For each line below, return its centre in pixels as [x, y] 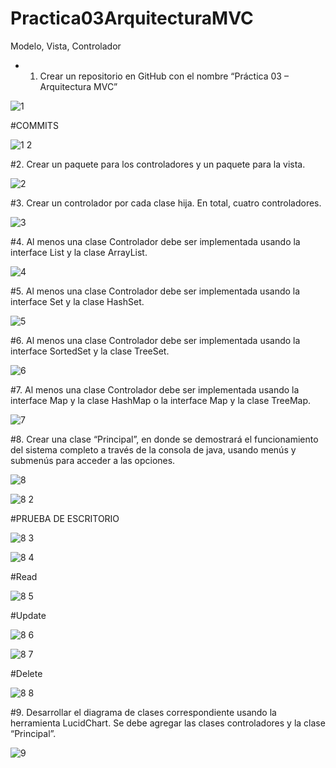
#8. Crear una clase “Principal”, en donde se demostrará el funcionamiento [164, 439]
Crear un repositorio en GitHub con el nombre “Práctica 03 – [164, 76]
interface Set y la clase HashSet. [77, 301]
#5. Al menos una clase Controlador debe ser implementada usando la [155, 291]
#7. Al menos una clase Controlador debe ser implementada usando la [155, 389]
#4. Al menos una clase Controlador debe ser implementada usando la [155, 241]
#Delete [26, 673]
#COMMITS [34, 125]
